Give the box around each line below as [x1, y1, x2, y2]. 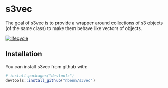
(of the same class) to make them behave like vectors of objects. [5, 25, 142, 31]
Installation [5, 50, 42, 58]
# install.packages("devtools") [5, 73, 74, 78]
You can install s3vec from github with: [5, 63, 88, 69]
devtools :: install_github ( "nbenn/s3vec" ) [5, 78, 96, 83]
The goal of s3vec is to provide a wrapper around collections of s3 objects [5, 20, 163, 26]
